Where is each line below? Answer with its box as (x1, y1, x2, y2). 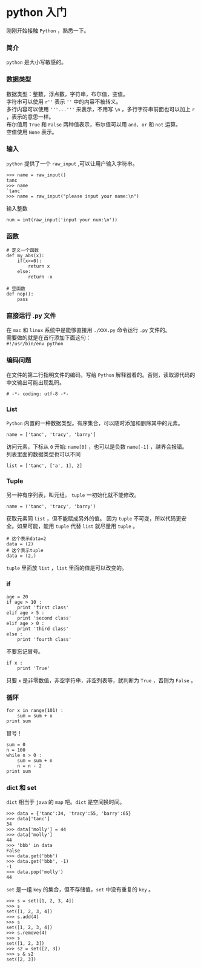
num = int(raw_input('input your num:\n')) (6, 216, 118, 223)
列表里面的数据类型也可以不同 (6, 451, 81, 458)
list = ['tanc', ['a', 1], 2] (6, 463, 83, 469)
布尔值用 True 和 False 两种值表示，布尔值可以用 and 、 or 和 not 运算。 (6, 120, 182, 128)
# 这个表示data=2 (6, 536, 47, 542)
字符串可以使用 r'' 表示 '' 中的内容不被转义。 (6, 98, 122, 105)
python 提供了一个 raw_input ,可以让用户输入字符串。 (6, 159, 138, 167)
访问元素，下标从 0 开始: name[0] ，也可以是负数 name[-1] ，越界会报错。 (6, 443, 188, 451)
